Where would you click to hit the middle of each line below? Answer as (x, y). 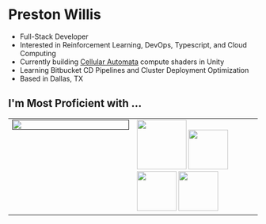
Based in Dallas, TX (51, 78)
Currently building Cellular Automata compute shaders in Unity (122, 62)
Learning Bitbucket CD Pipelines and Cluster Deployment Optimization (134, 70)
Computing (38, 53)
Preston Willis (55, 15)
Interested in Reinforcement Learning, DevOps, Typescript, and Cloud (133, 44)
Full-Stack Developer (54, 36)
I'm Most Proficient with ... (75, 103)
